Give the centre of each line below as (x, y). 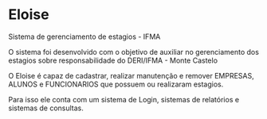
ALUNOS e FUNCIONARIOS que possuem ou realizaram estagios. (116, 84)
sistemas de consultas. (46, 108)
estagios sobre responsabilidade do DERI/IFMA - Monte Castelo (113, 60)
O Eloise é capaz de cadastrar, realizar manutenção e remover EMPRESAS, (132, 75)
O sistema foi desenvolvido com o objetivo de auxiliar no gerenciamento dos (133, 52)
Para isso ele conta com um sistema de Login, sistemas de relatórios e (124, 99)
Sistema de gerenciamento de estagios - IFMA (84, 36)
